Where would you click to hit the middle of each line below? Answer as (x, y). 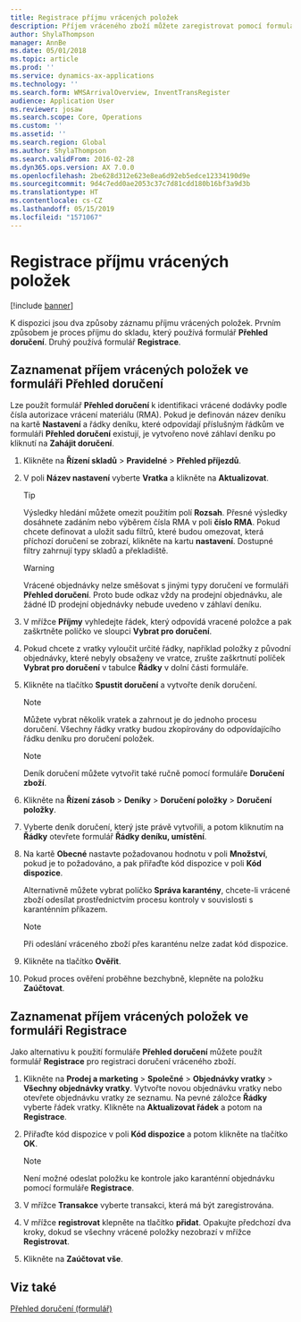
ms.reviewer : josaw (46, 109)
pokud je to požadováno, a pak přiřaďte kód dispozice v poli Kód (142, 864)
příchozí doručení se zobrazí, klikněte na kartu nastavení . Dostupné (148, 542)
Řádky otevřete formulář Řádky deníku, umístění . (115, 837)
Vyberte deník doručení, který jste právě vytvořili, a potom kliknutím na (153, 827)
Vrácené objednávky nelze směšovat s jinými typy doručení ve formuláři (156, 585)
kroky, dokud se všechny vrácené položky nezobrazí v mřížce (137, 1232)
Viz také (33, 1287)
